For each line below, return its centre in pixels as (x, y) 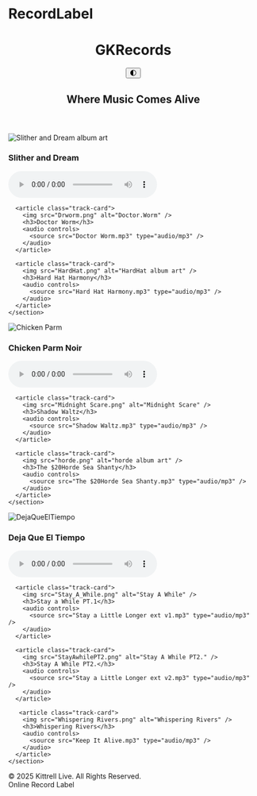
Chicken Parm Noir (45, 348)
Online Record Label (41, 785)
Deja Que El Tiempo (47, 538)
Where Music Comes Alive (133, 99)
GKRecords (133, 50)
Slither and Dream (44, 158)
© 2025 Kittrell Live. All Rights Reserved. (75, 776)
